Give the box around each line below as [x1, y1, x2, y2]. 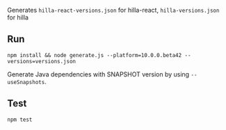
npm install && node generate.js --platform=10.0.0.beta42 [7, 51, 182, 58]
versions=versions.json [7, 58, 76, 65]
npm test [7, 116, 33, 123]
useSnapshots [7, 79, 45, 86]
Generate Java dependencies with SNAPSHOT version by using [7, 70, 190, 79]
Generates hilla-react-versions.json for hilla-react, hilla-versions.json [7, 6, 220, 14]
